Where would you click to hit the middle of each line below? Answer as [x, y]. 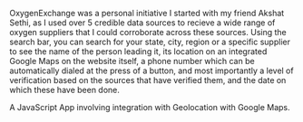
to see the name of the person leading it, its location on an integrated [138, 52]
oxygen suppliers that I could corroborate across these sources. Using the [148, 32]
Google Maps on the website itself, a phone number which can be [132, 61]
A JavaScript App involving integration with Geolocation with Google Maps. [150, 107]
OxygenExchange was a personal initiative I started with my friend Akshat [147, 13]
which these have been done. [65, 90]
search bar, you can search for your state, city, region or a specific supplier [150, 42]
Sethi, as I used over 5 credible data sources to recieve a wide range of [142, 23]
